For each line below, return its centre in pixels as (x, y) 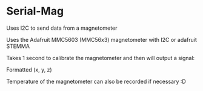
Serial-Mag (35, 11)
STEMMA (18, 46)
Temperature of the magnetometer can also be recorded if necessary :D (96, 81)
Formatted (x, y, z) (29, 69)
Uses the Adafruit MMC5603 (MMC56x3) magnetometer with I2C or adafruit (101, 39)
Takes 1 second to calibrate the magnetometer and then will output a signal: (101, 58)
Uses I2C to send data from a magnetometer (62, 28)
